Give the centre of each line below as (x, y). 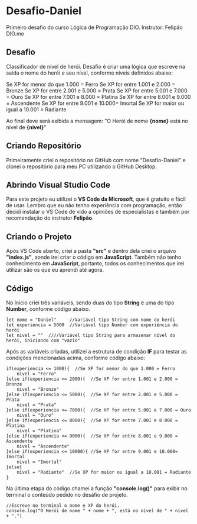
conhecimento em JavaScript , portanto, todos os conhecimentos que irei (95, 263)
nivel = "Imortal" (39, 462)
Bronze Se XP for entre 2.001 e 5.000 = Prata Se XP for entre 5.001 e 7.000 (97, 91)
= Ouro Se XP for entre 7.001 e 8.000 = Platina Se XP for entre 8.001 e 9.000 (98, 97)
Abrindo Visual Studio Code (58, 185)
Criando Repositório (44, 146)
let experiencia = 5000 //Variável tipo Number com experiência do (92, 325)
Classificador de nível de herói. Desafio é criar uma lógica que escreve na (96, 66)
